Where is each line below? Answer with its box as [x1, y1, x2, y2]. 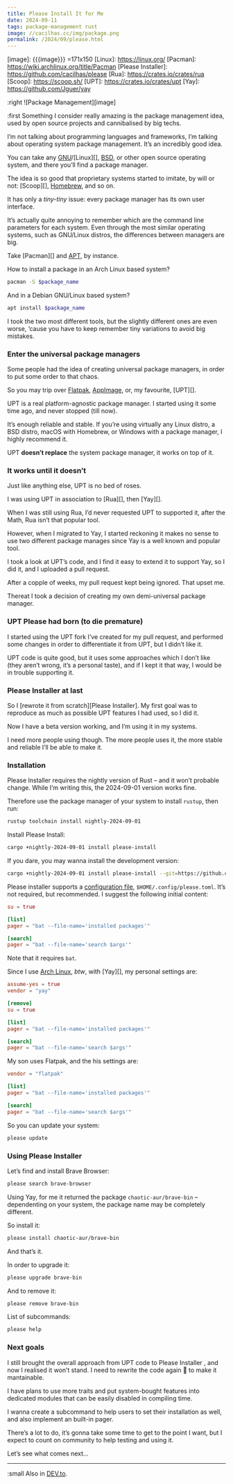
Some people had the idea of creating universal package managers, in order [7, 365, 225, 373]
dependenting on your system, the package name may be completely [7, 1200, 206, 1209]
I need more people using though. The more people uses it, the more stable [7, 736, 223, 744]
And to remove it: [7, 1287, 57, 1295]
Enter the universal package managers [7, 349, 141, 359]
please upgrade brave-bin [7, 1274, 82, 1281]
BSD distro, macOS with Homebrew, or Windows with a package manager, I [7, 428, 223, 436]
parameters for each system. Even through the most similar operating [7, 223, 206, 232]
